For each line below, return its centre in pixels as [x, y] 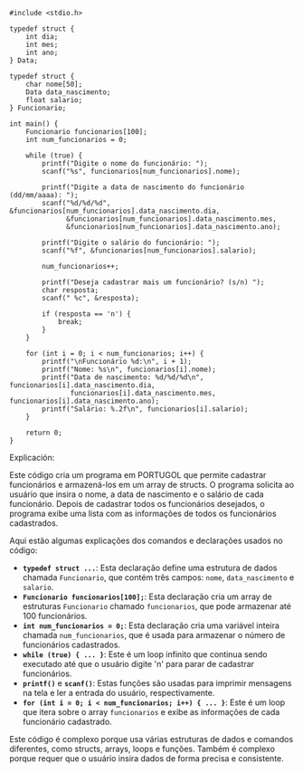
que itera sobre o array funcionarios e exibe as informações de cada [151, 712]
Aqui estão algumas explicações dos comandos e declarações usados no [146, 540]
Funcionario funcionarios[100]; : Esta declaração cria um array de [147, 596]
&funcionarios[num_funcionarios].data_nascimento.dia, [115, 211]
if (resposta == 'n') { [86, 314]
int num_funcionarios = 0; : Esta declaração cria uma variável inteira [151, 625]
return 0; [44, 433]
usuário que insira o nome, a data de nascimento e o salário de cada [137, 494]
